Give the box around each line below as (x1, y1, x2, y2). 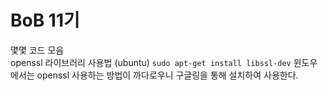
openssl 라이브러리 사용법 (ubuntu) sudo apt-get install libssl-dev (10, 56, 292, 68)
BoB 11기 (10, 9, 80, 32)
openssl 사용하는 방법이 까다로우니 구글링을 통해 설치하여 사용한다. (36, 69, 299, 81)
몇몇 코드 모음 (10, 44, 65, 56)
